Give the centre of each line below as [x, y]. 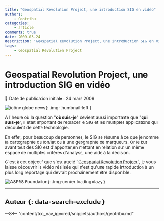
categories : [17, 23]
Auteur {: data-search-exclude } [55, 202]
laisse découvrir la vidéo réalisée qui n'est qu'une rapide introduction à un [80, 167]
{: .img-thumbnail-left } [69, 108]
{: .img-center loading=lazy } [77, 182]
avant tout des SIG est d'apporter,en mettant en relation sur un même [75, 147]
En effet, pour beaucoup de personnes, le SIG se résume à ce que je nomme [82, 137]
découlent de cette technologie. [37, 128]
